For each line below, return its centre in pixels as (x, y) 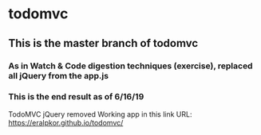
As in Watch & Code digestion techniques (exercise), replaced (130, 66)
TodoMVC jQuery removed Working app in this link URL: (100, 114)
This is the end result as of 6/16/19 (76, 97)
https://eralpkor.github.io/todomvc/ (66, 122)
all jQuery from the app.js (59, 75)
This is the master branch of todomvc (103, 43)
